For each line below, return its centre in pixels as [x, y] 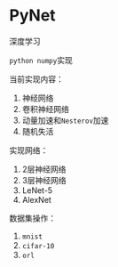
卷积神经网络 [45, 109]
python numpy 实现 [41, 60]
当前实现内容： [36, 79]
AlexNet [36, 199]
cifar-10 [38, 246]
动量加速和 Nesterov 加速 [65, 120]
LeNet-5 [37, 190]
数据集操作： [32, 218]
